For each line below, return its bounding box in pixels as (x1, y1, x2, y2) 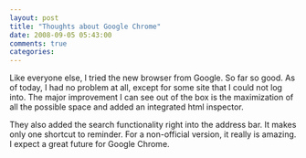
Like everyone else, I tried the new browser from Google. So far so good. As (9, 72, 295, 83)
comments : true (9, 38, 68, 48)
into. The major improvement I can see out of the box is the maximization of (9, 92, 294, 103)
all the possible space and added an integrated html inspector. (9, 101, 244, 112)
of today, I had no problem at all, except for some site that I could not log (9, 82, 283, 93)
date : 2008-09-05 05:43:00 (9, 30, 112, 39)
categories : (9, 47, 55, 57)
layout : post (9, 13, 59, 23)
